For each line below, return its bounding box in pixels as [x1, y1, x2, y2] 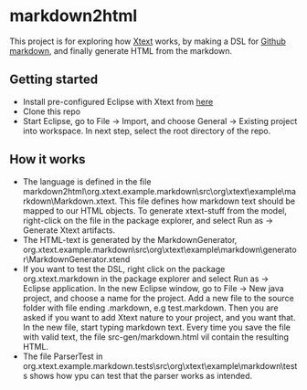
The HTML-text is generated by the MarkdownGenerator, [22, 234, 238, 245]
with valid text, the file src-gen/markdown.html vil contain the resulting [22, 331, 290, 343]
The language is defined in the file [22, 175, 152, 187]
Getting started [9, 72, 99, 88]
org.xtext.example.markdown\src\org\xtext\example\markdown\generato [22, 244, 297, 255]
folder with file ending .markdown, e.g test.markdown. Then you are [22, 302, 279, 313]
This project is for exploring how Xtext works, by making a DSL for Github [9, 36, 286, 47]
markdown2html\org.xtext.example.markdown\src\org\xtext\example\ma [22, 185, 297, 196]
